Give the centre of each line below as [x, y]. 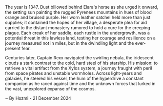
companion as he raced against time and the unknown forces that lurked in [80, 84]
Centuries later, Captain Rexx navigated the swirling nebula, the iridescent [79, 58]
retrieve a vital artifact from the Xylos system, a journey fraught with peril [79, 68]
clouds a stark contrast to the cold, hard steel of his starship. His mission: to [81, 63]
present [13, 48]
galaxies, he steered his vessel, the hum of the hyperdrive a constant [74, 78]
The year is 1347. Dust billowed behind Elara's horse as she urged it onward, [82, 7]
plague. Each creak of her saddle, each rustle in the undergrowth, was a [78, 33]
